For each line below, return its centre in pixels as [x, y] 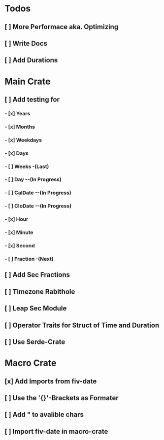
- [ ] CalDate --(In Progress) [38, 193]
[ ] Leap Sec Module [36, 308]
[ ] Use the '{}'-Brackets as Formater [62, 398]
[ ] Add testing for [32, 99]
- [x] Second [20, 246]
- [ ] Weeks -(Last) [27, 167]
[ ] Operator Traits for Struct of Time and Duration [82, 325]
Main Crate [28, 81]
